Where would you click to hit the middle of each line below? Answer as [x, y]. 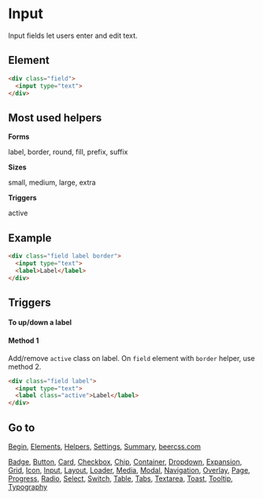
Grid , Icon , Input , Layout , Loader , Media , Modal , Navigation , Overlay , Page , [129, 470]
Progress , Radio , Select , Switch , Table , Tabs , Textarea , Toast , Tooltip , [121, 479]
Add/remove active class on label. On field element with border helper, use [131, 358]
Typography [28, 487]
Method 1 [24, 341]
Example [30, 238]
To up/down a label [40, 322]
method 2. [25, 367]
